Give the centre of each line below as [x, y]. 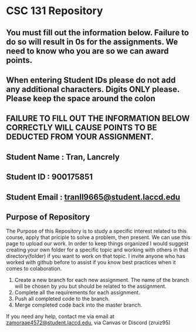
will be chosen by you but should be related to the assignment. [90, 286]
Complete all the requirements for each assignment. [77, 293]
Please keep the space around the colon [81, 98]
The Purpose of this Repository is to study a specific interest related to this [96, 231]
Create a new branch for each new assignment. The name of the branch [102, 280]
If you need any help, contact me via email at [60, 317]
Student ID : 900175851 [49, 177]
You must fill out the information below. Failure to [98, 33]
